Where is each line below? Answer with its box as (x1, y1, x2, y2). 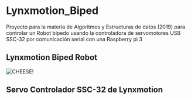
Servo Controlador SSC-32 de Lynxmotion (6, 85, 163, 95)
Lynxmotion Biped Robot (6, 52, 98, 62)
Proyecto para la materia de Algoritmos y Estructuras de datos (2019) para (6, 23, 186, 30)
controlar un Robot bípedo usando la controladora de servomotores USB (6, 29, 181, 36)
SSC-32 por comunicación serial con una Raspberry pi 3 (6, 35, 142, 42)
